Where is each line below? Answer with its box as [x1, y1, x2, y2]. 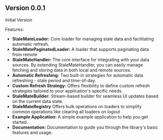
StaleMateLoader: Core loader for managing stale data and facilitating [12, 36, 154, 42]
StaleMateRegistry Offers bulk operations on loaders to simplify [12, 103, 142, 109]
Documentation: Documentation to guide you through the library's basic [12, 124, 158, 130]
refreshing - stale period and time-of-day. [12, 77, 97, 83]
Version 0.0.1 [5, 4, 45, 12]
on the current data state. [12, 98, 63, 104]
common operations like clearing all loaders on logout [12, 109, 121, 115]
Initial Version [5, 17, 33, 23]
